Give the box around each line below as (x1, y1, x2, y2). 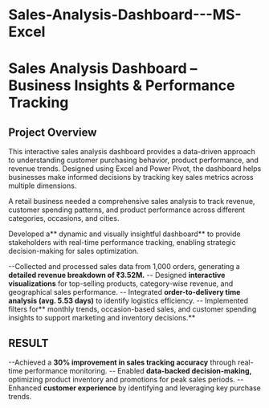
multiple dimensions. (8, 181, 77, 190)
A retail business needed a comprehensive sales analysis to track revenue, (8, 197, 255, 206)
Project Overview (8, 125, 97, 139)
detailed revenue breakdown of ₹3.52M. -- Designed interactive (8, 271, 226, 280)
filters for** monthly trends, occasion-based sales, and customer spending (8, 304, 257, 314)
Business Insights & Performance (8, 76, 235, 95)
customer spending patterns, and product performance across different (8, 205, 246, 214)
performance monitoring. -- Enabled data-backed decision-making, (24, 366, 252, 375)
